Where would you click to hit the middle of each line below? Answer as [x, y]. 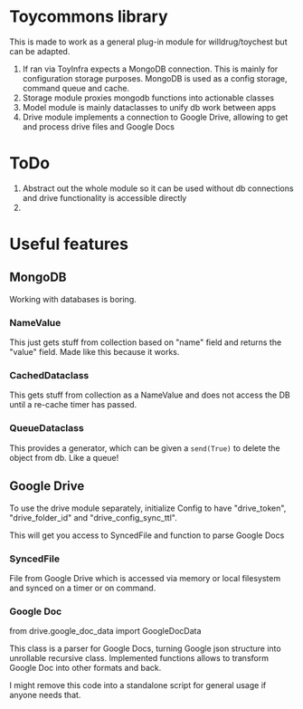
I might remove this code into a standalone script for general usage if [138, 685]
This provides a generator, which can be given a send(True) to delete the [145, 448]
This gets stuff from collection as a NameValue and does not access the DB [150, 395]
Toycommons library [89, 17]
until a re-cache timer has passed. [73, 405]
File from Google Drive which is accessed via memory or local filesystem [145, 578]
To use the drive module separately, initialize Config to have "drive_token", [148, 508]
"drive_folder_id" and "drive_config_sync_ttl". [94, 517]
